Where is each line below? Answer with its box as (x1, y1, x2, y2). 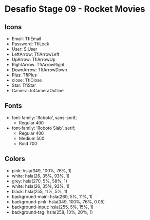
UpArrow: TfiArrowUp (11, 57, 56, 62)
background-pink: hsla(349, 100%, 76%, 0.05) (11, 199, 105, 204)
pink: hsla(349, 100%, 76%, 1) (11, 167, 72, 174)
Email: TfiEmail (11, 36, 42, 41)
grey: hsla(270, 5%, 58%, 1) (11, 178, 68, 184)
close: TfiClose (11, 77, 42, 83)
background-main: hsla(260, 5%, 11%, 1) (11, 194, 93, 200)
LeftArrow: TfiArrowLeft (11, 51, 59, 57)
